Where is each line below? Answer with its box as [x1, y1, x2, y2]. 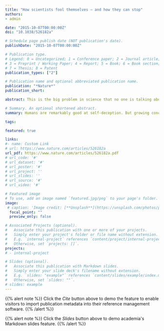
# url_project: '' [5, 169, 42, 174]
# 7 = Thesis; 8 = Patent [5, 66, 58, 71]
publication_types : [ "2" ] [5, 70, 58, 75]
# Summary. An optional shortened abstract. [5, 106, 97, 111]
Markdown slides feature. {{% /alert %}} [5, 321, 86, 327]
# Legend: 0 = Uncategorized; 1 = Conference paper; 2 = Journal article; [5, 56, 161, 61]
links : [5, 137, 19, 142]
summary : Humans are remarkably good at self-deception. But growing [5, 110, 150, 115]
